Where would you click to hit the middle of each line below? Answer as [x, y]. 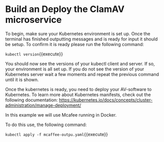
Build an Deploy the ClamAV [65, 9]
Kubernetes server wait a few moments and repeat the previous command [82, 74]
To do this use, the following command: [46, 124]
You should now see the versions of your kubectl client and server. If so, [80, 63]
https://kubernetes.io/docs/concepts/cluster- [106, 100]
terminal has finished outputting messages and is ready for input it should [81, 39]
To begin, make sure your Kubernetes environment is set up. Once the [78, 33]
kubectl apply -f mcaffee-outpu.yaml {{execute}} [57, 134]
